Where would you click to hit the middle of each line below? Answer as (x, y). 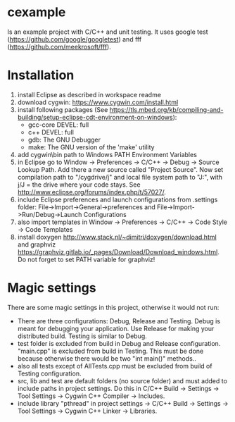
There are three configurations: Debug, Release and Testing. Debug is (119, 321)
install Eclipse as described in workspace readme (89, 94)
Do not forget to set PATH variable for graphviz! (86, 259)
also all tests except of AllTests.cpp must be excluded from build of (115, 366)
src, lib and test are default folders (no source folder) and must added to (122, 380)
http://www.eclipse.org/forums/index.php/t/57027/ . (92, 192)
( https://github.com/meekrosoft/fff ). (59, 46)
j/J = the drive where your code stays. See (79, 185)
